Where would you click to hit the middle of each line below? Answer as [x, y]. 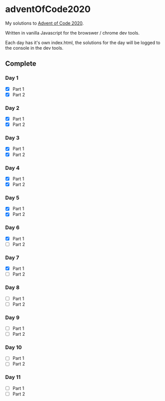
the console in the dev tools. [34, 48]
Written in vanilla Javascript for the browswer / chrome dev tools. [72, 33]
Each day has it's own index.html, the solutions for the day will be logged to [83, 42]
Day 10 [13, 347]
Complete [21, 64]
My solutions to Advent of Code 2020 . [44, 23]
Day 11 [13, 377]
